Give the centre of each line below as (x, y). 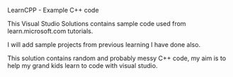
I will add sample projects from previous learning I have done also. (104, 44)
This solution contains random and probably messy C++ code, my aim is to (117, 58)
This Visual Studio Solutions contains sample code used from (97, 23)
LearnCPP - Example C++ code (53, 10)
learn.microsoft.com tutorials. (50, 31)
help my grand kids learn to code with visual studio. (83, 65)
